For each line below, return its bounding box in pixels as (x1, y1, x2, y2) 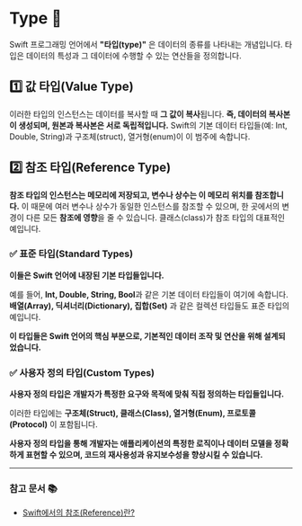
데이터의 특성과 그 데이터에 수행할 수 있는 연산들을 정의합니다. (25, 49, 242, 61)
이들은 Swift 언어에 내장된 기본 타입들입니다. (9, 270, 164, 281)
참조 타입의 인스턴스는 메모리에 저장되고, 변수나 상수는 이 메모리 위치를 (9, 189, 253, 201)
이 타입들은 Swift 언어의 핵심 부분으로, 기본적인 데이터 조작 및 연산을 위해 (9, 330, 262, 341)
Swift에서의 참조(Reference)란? (22, 507, 136, 518)
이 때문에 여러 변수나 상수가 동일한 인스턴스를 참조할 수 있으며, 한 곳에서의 (21, 201, 280, 211)
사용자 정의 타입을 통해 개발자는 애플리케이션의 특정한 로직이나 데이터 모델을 (9, 438, 272, 449)
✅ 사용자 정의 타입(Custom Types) (9, 366, 155, 379)
